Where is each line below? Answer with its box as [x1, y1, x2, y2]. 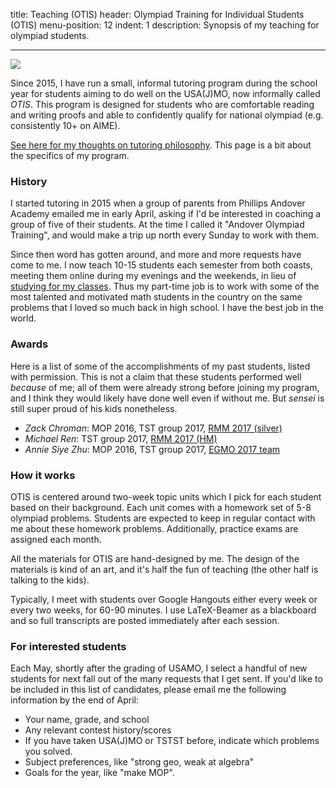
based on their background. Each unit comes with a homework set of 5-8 [10, 501, 312, 513]
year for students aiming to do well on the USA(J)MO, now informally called [10, 88, 321, 99]
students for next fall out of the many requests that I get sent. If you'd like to [10, 673, 323, 685]
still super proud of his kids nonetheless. [10, 402, 178, 414]
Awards [10, 337, 49, 351]
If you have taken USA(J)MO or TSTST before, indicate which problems [24, 735, 320, 747]
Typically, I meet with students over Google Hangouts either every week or [10, 593, 318, 605]
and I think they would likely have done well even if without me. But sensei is [10, 392, 325, 404]
